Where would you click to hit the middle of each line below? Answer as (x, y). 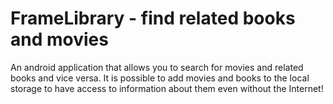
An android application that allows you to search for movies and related (157, 67)
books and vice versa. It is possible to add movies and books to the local (160, 78)
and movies (59, 39)
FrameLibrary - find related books (153, 18)
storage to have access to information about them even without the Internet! (167, 88)
